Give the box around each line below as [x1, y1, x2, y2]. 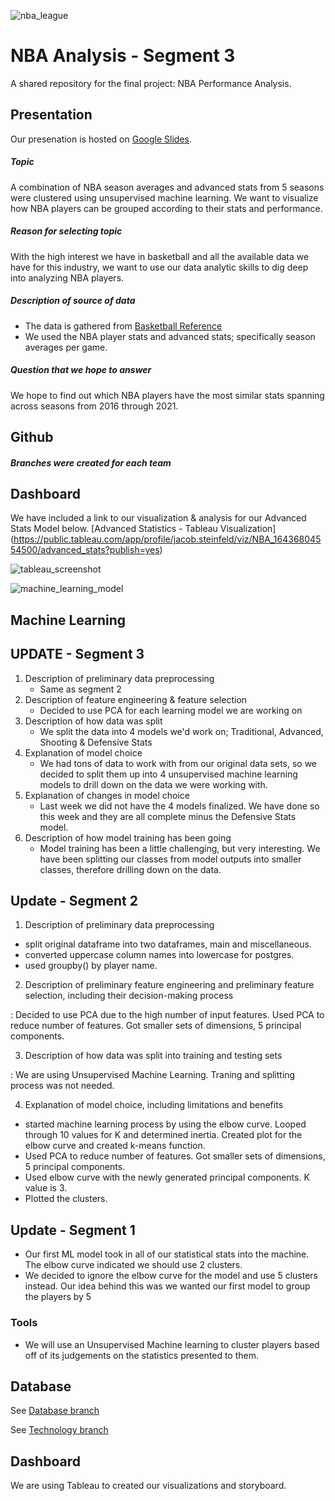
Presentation [10, 106, 93, 124]
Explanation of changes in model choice [24, 789, 190, 801]
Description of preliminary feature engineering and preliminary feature [24, 979, 315, 991]
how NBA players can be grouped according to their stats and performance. [10, 202, 323, 214]
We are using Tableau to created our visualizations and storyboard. [10, 1480, 287, 1492]
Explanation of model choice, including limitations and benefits [24, 1099, 284, 1111]
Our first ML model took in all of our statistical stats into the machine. [24, 1248, 310, 1260]
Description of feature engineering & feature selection [24, 693, 248, 705]
